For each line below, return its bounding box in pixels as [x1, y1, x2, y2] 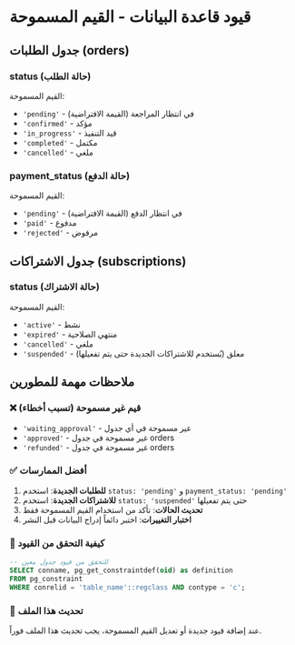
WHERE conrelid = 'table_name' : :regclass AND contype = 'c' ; [9, 582, 246, 592]
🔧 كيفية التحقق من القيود [9, 537, 105, 549]
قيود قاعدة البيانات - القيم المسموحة [9, 6, 251, 27]
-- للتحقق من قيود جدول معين [9, 558, 109, 567]
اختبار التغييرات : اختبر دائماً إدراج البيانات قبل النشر [22, 514, 192, 525]
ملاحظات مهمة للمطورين [9, 375, 134, 390]
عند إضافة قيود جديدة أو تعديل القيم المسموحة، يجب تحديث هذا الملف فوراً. [9, 625, 262, 636]
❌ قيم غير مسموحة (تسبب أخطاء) [9, 402, 142, 415]
